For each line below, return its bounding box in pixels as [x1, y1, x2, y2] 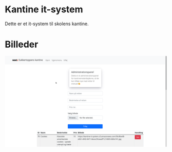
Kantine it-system [5, 4, 83, 15]
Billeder [5, 39, 39, 50]
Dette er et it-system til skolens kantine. [5, 21, 89, 27]
